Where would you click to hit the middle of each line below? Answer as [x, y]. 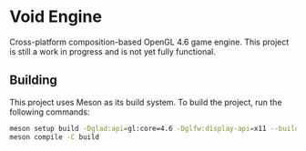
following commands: [50, 112]
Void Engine [56, 17]
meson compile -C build [55, 137]
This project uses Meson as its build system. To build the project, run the [146, 102]
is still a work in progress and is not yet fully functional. [112, 51]
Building [33, 81]
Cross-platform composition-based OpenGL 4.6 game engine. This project [149, 42]
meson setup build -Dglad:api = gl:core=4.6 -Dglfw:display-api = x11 [138, 128]
